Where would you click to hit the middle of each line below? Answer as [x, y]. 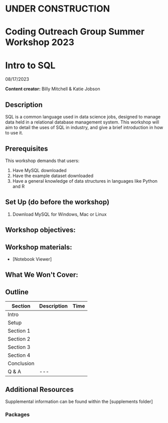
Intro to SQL [30, 65]
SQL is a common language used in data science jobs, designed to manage [83, 117]
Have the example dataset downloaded [53, 176]
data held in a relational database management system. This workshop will [82, 122]
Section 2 [19, 339]
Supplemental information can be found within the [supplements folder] [79, 401]
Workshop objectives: [41, 230]
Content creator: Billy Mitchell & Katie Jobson [53, 89]
